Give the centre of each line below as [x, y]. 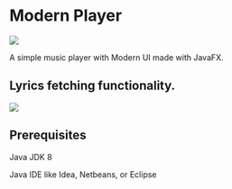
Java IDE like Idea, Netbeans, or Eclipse [83, 174]
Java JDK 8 [31, 157]
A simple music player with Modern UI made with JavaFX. [116, 57]
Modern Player [66, 16]
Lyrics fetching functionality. [93, 86]
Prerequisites [48, 135]
